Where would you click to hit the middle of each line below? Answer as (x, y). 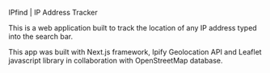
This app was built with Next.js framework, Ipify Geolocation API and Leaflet (135, 52)
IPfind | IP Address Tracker (53, 12)
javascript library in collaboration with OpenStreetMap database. (116, 61)
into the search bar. (41, 36)
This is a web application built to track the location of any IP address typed (133, 28)
